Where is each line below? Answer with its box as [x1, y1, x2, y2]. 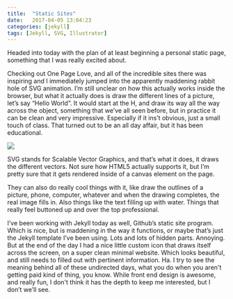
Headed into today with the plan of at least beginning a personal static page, [7, 49, 226, 57]
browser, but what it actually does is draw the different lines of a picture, [7, 92, 215, 100]
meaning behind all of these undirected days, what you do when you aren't [7, 264, 222, 272]
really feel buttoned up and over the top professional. [7, 206, 160, 214]
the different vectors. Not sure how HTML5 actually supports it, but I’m [7, 163, 210, 171]
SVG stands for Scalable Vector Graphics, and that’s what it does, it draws [7, 155, 219, 163]
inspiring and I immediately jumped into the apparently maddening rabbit [7, 77, 216, 86]
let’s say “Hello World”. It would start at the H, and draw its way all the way [7, 99, 220, 108]
